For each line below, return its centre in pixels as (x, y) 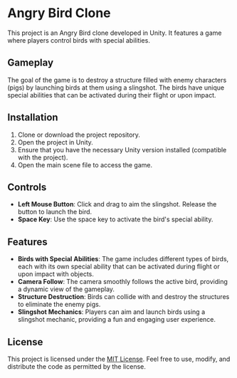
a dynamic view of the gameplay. (66, 289)
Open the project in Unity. (56, 142)
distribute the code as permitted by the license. (77, 367)
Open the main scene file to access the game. (85, 164)
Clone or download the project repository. (79, 135)
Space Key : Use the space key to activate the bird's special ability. (115, 219)
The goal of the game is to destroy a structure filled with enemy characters (117, 80)
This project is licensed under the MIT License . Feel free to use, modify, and (119, 359)
